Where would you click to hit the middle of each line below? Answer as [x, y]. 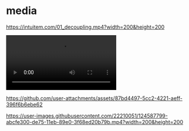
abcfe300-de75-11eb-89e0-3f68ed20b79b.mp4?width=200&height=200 [95, 122]
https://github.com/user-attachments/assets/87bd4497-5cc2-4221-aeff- [95, 98]
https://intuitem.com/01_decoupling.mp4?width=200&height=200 [85, 27]
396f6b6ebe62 [24, 104]
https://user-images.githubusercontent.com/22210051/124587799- [87, 116]
